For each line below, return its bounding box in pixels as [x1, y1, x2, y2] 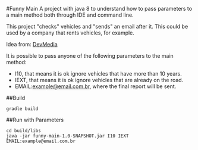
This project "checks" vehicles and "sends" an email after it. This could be [6, 23, 188, 30]
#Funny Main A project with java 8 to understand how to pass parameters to [6, 5, 192, 12]
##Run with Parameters [6, 116, 64, 123]
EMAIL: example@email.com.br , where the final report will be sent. [14, 83, 177, 90]
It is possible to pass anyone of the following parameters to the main [6, 52, 174, 59]
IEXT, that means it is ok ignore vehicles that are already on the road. [14, 77, 184, 83]
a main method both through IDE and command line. [6, 11, 134, 18]
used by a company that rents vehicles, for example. [6, 29, 135, 36]
